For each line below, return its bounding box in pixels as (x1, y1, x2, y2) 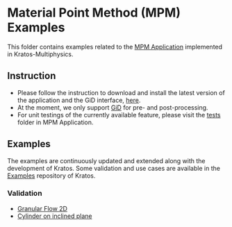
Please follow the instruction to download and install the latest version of (17, 88, 226, 96)
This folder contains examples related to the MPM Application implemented (7, 42, 223, 51)
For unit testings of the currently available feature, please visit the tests (17, 110, 221, 119)
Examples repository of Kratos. (7, 171, 96, 180)
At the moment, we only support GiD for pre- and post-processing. (17, 103, 208, 112)
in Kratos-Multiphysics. (7, 50, 74, 58)
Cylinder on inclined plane (17, 212, 92, 220)
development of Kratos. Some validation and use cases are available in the (7, 164, 221, 172)
